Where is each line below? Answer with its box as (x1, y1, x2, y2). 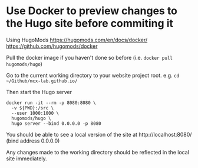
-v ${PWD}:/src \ (11, 105, 54, 111)
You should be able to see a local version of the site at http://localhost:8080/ (6, 131, 192, 138)
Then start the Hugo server (6, 88, 72, 95)
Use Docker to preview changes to (6, 4, 178, 18)
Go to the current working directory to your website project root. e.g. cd (6, 72, 180, 79)
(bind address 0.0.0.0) (6, 137, 60, 144)
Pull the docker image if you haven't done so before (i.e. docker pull (6, 54, 173, 61)
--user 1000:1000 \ (11, 110, 60, 116)
